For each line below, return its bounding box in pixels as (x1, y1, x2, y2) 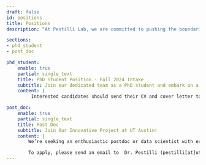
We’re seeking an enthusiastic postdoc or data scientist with (28, 139, 193, 145)
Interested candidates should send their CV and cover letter (31, 94, 193, 100)
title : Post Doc (17, 122, 59, 128)
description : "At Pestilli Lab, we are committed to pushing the (6, 26, 177, 32)
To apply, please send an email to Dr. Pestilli (28, 150, 158, 156)
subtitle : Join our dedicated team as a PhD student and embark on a (17, 82, 199, 89)
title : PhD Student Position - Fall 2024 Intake (17, 76, 144, 82)
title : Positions (6, 20, 51, 26)
